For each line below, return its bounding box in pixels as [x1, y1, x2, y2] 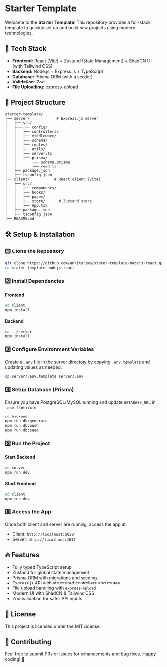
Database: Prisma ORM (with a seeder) [12, 73, 93, 80]
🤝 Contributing [5, 637, 52, 646]
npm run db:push [5, 423, 39, 428]
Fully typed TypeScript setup [12, 564, 72, 570]
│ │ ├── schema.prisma [5, 160, 70, 165]
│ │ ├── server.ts [5, 151, 52, 156]
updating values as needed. [5, 364, 62, 370]
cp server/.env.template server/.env [5, 374, 83, 379]
